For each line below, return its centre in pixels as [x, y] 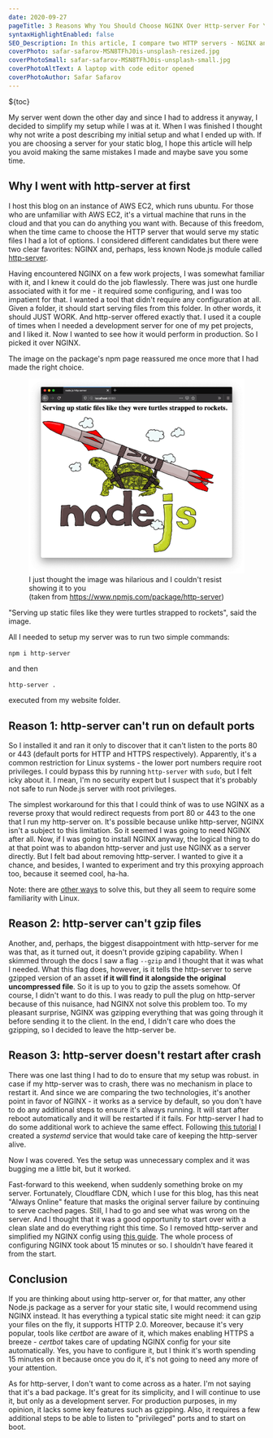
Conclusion [38, 1279]
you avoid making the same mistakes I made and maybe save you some [128, 151]
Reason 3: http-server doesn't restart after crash [135, 1056]
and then [23, 669]
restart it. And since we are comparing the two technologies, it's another [130, 1092]
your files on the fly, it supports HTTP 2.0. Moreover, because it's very [126, 1325]
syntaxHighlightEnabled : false [61, 34]
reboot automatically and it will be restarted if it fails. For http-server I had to [136, 1118]
